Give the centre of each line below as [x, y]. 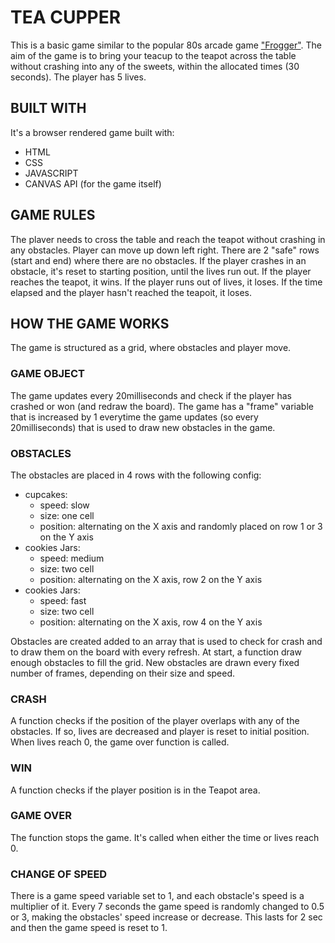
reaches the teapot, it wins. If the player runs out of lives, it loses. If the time [166, 282]
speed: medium [72, 558]
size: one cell [67, 515]
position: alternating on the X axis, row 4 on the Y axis [151, 622]
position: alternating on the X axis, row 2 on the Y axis [151, 579]
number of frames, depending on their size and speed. [123, 673]
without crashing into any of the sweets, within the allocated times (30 [155, 66]
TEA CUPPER [66, 17]
